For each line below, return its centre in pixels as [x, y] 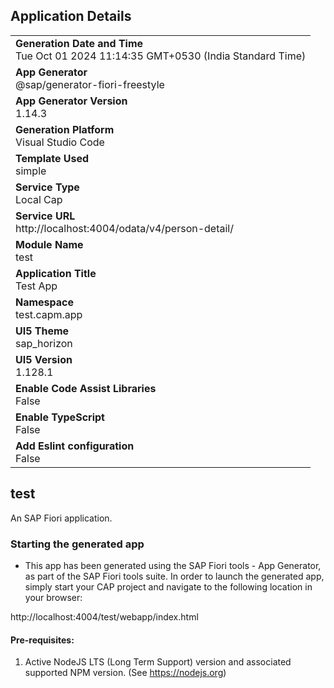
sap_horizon [44, 343]
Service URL [45, 216]
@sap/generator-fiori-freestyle [90, 84]
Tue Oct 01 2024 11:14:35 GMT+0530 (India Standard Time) [161, 56]
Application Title [56, 273]
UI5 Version [44, 359]
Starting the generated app [77, 544]
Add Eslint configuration [75, 446]
